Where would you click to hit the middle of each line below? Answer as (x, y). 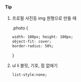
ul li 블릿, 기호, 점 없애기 (35, 65)
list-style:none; (30, 75)
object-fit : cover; (32, 41)
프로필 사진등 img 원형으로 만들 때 (44, 18)
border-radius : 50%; (33, 46)
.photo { (20, 28)
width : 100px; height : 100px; (43, 37)
